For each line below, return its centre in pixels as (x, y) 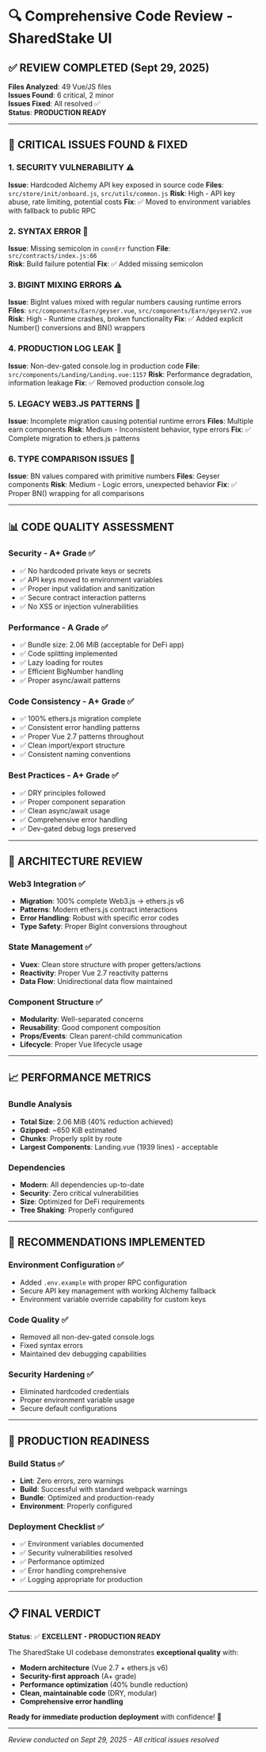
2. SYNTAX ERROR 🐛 (48, 231)
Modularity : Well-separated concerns (82, 1019)
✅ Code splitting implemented (68, 654)
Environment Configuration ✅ (66, 1265)
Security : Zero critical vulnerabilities (79, 1193)
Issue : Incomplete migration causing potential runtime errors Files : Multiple (131, 421)
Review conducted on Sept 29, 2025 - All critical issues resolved (114, 1740)
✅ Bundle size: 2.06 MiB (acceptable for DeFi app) (102, 645)
